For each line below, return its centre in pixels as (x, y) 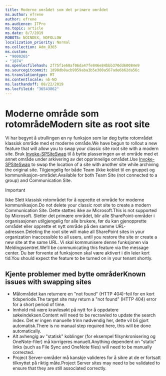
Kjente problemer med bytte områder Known (75, 274)
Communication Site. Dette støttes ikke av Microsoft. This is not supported (81, 210)
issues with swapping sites (48, 282)
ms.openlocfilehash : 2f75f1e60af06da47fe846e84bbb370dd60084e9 (72, 65)
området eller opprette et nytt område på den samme (60, 226)
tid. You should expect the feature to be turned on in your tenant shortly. (79, 258)
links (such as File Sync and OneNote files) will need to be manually (82, 347)
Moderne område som (52, 113)
